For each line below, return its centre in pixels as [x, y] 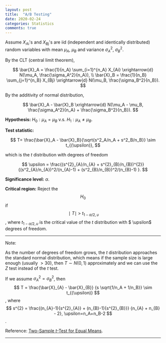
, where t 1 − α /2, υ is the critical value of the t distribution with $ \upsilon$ [78, 222]
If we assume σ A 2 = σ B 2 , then [35, 279]
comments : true [21, 28]
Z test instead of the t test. [32, 268]
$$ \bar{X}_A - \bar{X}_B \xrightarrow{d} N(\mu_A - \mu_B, [83, 105]
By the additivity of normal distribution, [45, 95]
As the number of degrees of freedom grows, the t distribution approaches [81, 252]
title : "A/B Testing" [28, 14]
